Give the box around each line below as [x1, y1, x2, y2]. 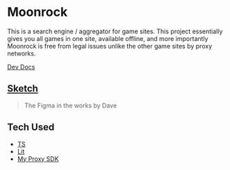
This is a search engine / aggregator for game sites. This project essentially [7, 27, 223, 35]
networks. [7, 49, 36, 58]
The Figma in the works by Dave [24, 101, 117, 110]
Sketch [7, 83, 38, 94]
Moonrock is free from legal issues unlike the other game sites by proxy [7, 42, 213, 50]
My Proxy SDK [17, 154, 59, 163]
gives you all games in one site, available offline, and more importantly [7, 34, 208, 42]
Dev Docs [7, 62, 35, 71]
